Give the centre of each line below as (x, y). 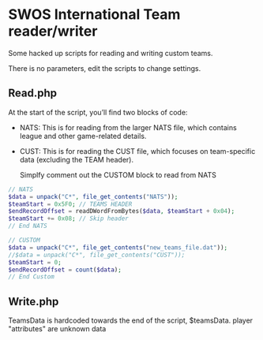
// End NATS (28, 226)
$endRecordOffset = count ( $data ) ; (65, 270)
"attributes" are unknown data (57, 329)
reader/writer (53, 31)
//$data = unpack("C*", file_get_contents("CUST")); (97, 255)
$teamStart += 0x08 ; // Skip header (68, 219)
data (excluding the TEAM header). (77, 159)
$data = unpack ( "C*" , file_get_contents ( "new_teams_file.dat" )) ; (118, 247)
